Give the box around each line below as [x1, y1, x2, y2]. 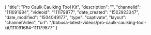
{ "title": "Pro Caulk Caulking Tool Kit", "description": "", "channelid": [4, 4, 141, 10]
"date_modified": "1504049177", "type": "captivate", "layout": [4, 15, 127, 20]
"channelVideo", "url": [4, 19, 49, 25]
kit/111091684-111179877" [4, 25, 55, 31]
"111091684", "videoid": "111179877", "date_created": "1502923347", [4, 9, 140, 15]
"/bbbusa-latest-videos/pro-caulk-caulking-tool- [49, 19, 147, 25]
